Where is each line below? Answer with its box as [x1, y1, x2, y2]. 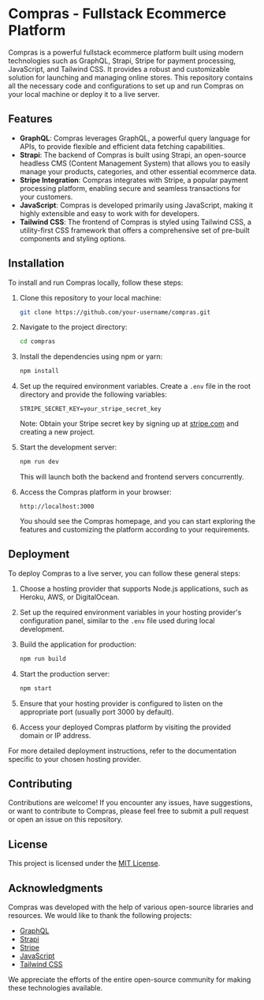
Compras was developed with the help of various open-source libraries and [8, 902, 254, 912]
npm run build [19, 655, 66, 662]
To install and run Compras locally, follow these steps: [8, 278, 184, 287]
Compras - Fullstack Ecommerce [8, 5, 227, 23]
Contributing [8, 778, 73, 791]
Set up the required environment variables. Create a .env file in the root [19, 382, 251, 391]
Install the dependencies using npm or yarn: [19, 352, 163, 361]
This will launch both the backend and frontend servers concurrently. [19, 472, 244, 482]
